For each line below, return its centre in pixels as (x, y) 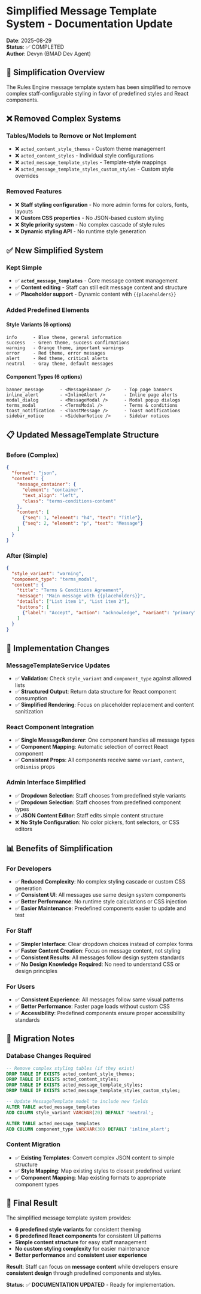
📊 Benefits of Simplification (60, 849)
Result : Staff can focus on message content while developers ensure (92, 1266)
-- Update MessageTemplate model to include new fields (77, 1102)
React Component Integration (50, 727)
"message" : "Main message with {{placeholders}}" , (81, 596)
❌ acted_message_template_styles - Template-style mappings (91, 162)
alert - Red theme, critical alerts (57, 358)
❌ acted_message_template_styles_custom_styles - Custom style (94, 169)
